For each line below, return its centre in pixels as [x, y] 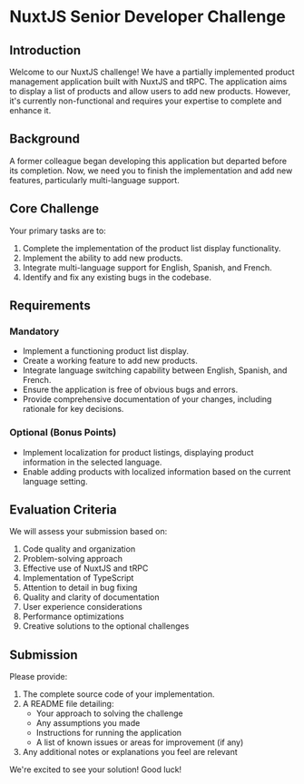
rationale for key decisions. [73, 409]
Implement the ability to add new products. [103, 258]
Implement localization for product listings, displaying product [138, 452]
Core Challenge [54, 209]
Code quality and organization [79, 549]
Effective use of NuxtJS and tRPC [85, 568]
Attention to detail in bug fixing [80, 588]
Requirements [50, 306]
